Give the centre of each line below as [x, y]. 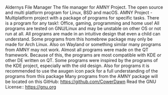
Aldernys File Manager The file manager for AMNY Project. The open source [84, 7]
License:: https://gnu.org [31, 87]
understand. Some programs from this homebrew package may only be [79, 39]
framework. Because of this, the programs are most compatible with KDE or [83, 55]
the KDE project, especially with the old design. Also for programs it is [77, 65]
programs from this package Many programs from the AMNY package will [81, 76]
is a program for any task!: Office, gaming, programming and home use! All [82, 23]
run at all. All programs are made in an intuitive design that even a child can [83, 34]
